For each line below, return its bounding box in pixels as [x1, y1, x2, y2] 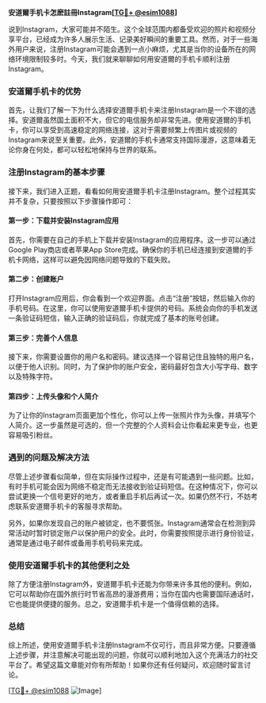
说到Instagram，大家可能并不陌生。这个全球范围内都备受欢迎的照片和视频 [8, 25, 249, 34]
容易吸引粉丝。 [8, 430, 57, 440]
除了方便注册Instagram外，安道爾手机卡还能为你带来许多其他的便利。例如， [8, 579, 256, 589]
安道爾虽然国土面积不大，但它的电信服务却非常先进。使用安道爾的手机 [21, 115, 251, 125]
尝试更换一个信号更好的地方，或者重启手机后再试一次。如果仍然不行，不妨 [8, 491, 251, 501]
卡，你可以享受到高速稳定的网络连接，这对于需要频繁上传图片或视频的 [8, 125, 237, 135]
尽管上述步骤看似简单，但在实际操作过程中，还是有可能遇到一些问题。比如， [8, 472, 258, 481]
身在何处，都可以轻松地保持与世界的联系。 [21, 145, 161, 155]
